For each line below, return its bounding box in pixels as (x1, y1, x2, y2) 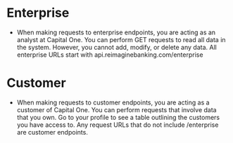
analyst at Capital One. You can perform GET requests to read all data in (16, 35, 226, 43)
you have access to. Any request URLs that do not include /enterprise (16, 121, 219, 129)
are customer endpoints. (16, 128, 89, 136)
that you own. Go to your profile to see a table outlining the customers (16, 113, 220, 121)
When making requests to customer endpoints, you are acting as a (16, 98, 210, 107)
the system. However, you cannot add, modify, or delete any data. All (16, 43, 218, 51)
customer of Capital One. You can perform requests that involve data (16, 105, 217, 114)
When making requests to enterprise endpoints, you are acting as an (16, 28, 216, 36)
